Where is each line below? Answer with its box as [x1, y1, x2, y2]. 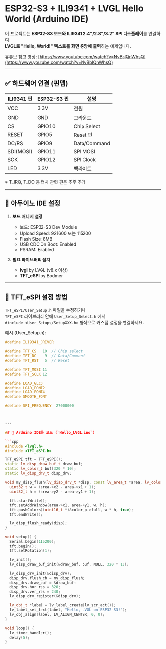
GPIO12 [37, 156, 56, 163]
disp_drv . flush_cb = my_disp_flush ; [9, 575, 85, 581]
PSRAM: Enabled [19, 246, 54, 252]
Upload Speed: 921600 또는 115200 [19, 230, 91, 236]
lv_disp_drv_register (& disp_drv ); [9, 594, 81, 599]
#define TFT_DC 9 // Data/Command [5, 353, 85, 359]
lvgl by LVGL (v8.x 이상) [19, 267, 68, 273]
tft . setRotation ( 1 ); [9, 548, 52, 553]
